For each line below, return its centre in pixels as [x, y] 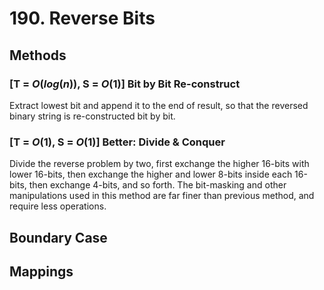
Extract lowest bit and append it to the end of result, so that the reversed [159, 105]
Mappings [41, 271]
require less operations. [58, 206]
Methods [38, 55]
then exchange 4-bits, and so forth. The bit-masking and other [157, 185]
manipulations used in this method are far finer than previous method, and [162, 196]
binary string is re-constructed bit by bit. [92, 116]
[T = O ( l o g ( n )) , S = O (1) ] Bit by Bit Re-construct [125, 84]
